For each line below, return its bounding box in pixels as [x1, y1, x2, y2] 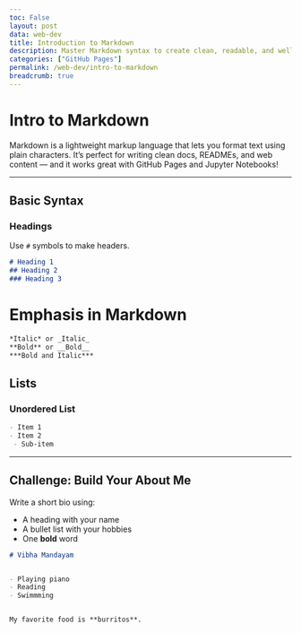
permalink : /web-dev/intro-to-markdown [9, 64, 159, 73]
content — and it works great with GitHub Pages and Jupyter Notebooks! [9, 159, 279, 169]
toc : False [9, 13, 50, 22]
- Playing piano [9, 575, 70, 584]
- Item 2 [9, 431, 42, 440]
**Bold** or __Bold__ [9, 343, 90, 351]
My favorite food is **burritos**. [9, 615, 142, 624]
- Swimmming [9, 591, 54, 601]
